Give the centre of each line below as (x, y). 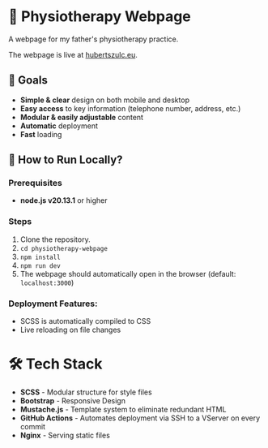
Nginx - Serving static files (65, 435)
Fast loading (41, 134)
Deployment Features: (53, 304)
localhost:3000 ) (47, 282)
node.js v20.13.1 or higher (64, 200)
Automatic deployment (59, 126)
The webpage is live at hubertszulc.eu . (73, 54)
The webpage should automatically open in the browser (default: (128, 274)
